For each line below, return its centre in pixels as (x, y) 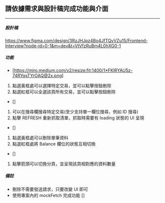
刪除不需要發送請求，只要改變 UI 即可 (50, 189)
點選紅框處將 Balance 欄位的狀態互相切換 (54, 144)
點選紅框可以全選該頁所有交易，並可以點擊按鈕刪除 (64, 92)
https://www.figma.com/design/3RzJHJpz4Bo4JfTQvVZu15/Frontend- (77, 40)
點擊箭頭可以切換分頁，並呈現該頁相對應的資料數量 (64, 164)
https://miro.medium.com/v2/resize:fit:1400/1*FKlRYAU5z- (73, 70)
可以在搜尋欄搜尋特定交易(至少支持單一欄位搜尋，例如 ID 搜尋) (75, 111)
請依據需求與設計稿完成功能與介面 (57, 9)
